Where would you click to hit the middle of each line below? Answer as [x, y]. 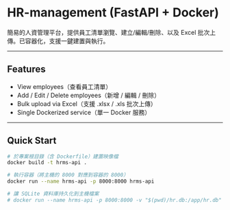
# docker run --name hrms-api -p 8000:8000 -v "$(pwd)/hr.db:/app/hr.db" [115, 200]
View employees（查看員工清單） [64, 86]
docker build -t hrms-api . [47, 163]
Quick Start [32, 141]
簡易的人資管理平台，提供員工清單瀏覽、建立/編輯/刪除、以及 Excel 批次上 [112, 32]
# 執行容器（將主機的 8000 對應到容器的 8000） [68, 175]
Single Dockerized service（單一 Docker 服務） [84, 112]
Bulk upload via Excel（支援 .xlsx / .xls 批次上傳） [87, 103]
